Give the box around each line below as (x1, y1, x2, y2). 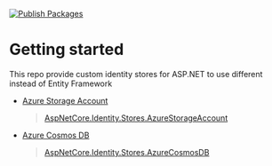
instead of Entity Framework (9, 78, 113, 89)
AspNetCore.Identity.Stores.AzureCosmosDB (44, 146, 210, 157)
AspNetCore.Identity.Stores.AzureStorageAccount (44, 112, 228, 123)
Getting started (9, 40, 124, 59)
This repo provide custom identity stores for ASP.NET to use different (9, 68, 263, 79)
